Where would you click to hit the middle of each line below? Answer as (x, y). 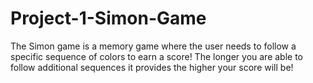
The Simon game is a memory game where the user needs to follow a (153, 46)
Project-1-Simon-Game (108, 18)
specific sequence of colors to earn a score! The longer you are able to (157, 56)
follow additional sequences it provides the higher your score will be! (152, 67)
